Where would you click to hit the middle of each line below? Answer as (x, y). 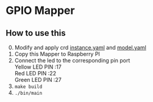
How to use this (36, 33)
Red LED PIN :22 (35, 73)
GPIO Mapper (40, 11)
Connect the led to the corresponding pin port (72, 60)
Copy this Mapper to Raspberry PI (57, 54)
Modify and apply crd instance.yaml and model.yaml (80, 47)
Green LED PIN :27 (38, 80)
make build (28, 87)
